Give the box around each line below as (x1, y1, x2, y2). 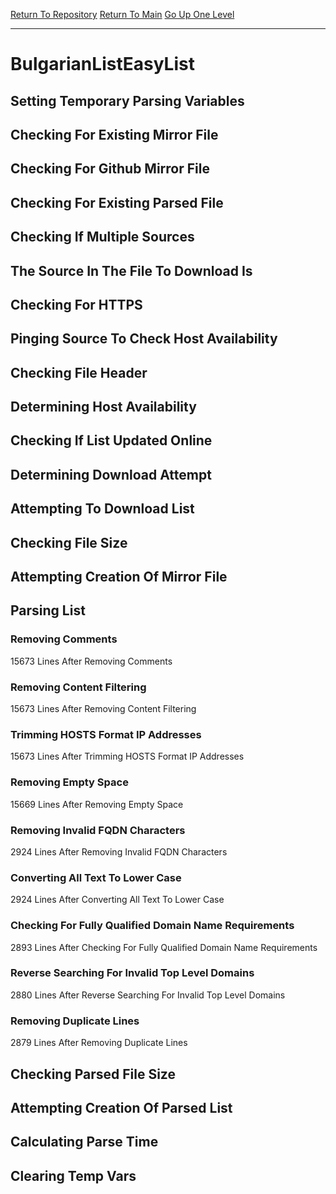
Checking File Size (10, 534, 128, 551)
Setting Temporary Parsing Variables (10, 92, 245, 109)
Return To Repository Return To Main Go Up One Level (10, 9, 235, 20)
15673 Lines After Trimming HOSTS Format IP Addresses (10, 750, 245, 763)
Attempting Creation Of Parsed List (10, 1099, 233, 1116)
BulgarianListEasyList (10, 53, 195, 76)
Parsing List (10, 602, 86, 619)
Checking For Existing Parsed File (10, 194, 224, 211)
